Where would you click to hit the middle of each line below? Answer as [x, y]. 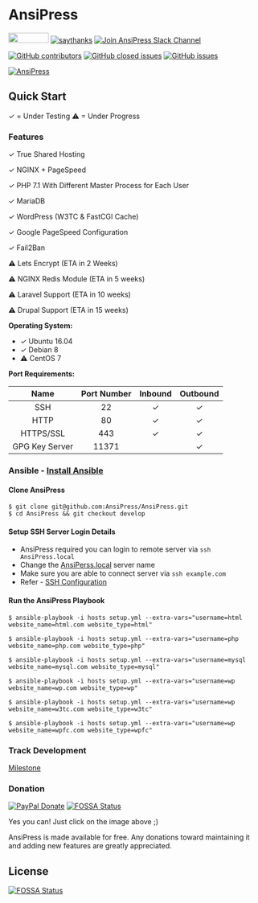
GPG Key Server [43, 446]
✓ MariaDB [27, 201]
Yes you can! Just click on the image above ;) [84, 822]
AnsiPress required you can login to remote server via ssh [115, 549]
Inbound [156, 394]
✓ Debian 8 [39, 350]
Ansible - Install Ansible [56, 470]
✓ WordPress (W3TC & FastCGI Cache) [74, 217]
